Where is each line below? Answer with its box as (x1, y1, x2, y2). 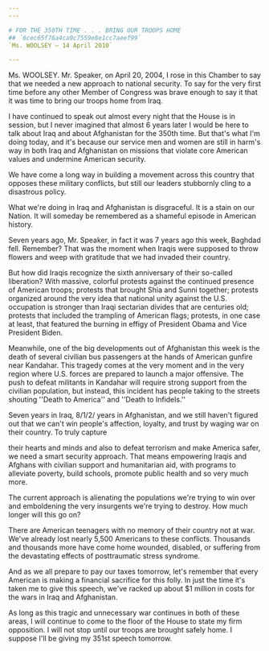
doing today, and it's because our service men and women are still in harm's (8, 138, 261, 147)
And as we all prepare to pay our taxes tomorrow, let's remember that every (8, 567, 259, 576)
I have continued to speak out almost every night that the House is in (8, 112, 235, 122)
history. (8, 220, 34, 229)
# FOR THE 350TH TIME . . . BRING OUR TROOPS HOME (8, 26, 181, 35)
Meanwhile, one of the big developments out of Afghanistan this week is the (8, 344, 260, 353)
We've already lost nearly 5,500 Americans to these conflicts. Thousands (8, 534, 251, 544)
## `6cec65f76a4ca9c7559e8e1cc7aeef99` (8, 34, 142, 42)
